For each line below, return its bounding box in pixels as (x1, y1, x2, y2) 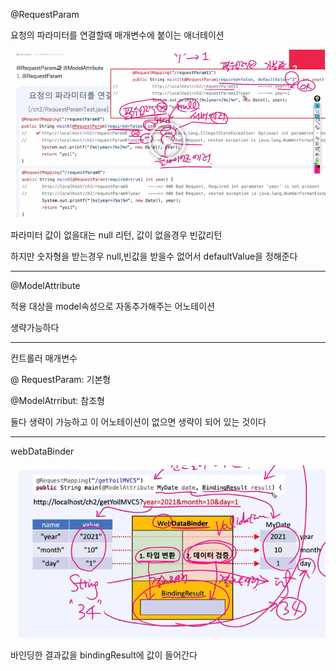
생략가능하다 (10, 321, 60, 333)
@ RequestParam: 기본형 (10, 373, 112, 385)
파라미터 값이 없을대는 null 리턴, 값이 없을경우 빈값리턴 (10, 229, 223, 241)
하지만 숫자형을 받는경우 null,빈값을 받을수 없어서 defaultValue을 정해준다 (10, 250, 298, 262)
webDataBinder (10, 445, 75, 457)
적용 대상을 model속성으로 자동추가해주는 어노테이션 (10, 300, 216, 312)
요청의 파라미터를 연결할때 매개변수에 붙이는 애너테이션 (10, 29, 225, 41)
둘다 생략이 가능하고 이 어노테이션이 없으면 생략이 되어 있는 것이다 (10, 415, 267, 428)
